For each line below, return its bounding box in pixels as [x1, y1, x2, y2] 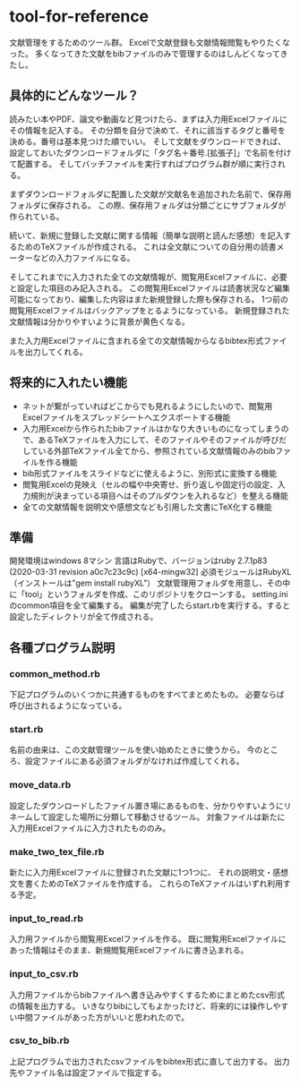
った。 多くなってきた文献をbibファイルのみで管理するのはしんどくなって [9, 47, 280, 59]
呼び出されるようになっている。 [9, 700, 127, 711]
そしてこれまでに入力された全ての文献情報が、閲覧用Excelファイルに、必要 [9, 271, 288, 282]
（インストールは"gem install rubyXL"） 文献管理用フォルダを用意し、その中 [9, 577, 291, 588]
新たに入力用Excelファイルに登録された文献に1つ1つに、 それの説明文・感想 [9, 867, 289, 877]
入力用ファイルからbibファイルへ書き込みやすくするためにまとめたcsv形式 [9, 989, 285, 1000]
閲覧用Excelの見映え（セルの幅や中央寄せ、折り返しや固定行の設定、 [21, 479, 278, 490]
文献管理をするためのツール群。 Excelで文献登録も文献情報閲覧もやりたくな [9, 37, 291, 47]
